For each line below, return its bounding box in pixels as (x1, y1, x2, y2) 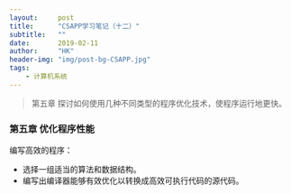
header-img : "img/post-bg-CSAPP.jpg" (9, 55, 151, 64)
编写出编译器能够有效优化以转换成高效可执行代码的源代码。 (22, 175, 244, 186)
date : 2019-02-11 (9, 38, 99, 48)
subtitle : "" (9, 30, 67, 39)
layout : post (9, 13, 75, 23)
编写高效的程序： (9, 145, 73, 156)
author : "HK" (9, 47, 75, 56)
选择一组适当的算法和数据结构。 (22, 164, 141, 175)
